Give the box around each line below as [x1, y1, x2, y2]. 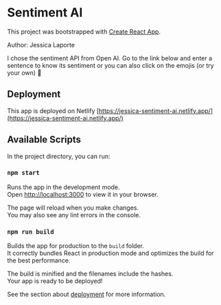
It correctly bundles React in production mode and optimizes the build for [7, 249, 214, 258]
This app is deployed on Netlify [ [7, 106, 100, 114]
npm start [7, 169, 40, 177]
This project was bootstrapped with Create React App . [7, 27, 161, 36]
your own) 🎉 [7, 69, 42, 77]
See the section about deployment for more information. [7, 290, 166, 299]
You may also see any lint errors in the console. [7, 210, 141, 219]
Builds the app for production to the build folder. [7, 242, 145, 250]
